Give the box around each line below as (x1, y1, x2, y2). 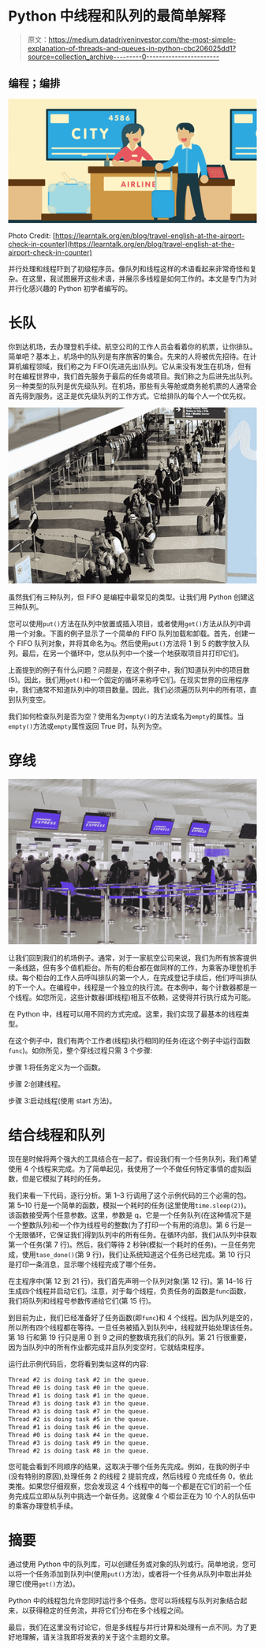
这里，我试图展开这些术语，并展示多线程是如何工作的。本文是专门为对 (28, 274, 257, 283)
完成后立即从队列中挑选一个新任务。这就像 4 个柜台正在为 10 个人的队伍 (14, 1491, 249, 1501)
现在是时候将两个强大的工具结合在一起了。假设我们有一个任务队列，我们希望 (8, 1155, 257, 1164)
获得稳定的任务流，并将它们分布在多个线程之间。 (28, 1606, 188, 1615)
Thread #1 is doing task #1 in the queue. (8, 1392, 150, 1400)
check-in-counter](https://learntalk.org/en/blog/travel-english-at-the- (8, 239, 235, 248)
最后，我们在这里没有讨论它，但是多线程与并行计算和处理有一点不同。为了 (8, 1622, 250, 1632)
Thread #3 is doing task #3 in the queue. (8, 1400, 150, 1408)
